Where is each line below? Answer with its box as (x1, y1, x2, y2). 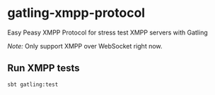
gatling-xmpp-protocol (7, 5, 146, 21)
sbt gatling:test (7, 81, 59, 88)
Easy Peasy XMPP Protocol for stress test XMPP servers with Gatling (7, 28, 208, 37)
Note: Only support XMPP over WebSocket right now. (7, 42, 163, 50)
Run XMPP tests (7, 62, 80, 75)
